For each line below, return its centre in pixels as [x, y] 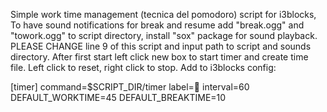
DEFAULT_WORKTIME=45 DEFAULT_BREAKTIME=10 [118, 97]
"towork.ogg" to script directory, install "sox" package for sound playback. [164, 35]
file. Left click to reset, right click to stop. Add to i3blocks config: [143, 67]
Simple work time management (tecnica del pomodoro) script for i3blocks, [163, 14]
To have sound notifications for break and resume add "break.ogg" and [157, 25]
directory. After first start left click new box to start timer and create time [159, 57]
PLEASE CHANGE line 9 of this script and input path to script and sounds [161, 46]
